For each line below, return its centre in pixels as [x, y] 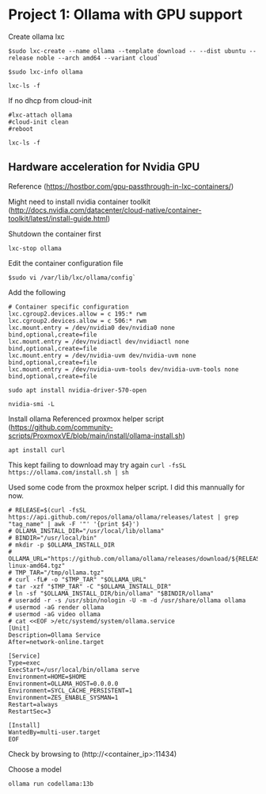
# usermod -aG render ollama [56, 607]
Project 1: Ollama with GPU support [125, 15]
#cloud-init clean [38, 122]
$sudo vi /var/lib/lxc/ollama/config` [72, 278]
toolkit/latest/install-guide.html [58, 218]
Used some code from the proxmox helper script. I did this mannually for [127, 487]
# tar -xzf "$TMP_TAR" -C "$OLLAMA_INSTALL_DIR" [90, 586]
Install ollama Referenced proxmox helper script [86, 419]
